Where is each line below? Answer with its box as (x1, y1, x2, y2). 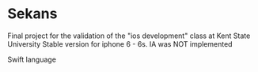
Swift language (7, 55, 57, 64)
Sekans (7, 5, 58, 23)
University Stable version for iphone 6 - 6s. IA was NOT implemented (7, 39, 233, 48)
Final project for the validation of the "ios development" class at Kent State (7, 31, 251, 40)
